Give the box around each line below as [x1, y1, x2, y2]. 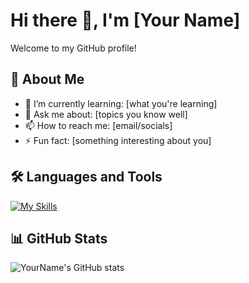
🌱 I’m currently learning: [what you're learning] [24, 97, 218, 109]
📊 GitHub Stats [10, 230, 108, 247]
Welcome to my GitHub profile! [10, 42, 137, 54]
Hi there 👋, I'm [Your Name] [10, 9, 241, 32]
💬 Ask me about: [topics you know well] [24, 108, 188, 120]
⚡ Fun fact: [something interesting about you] [24, 134, 212, 146]
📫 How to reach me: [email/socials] [24, 119, 173, 131]
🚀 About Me [10, 71, 85, 88]
